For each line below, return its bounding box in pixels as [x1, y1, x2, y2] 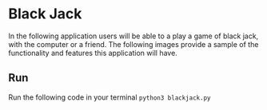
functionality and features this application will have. [8, 48, 177, 57]
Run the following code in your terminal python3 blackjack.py [8, 92, 211, 102]
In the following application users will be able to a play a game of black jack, [8, 31, 259, 41]
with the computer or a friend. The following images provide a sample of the [8, 39, 259, 49]
